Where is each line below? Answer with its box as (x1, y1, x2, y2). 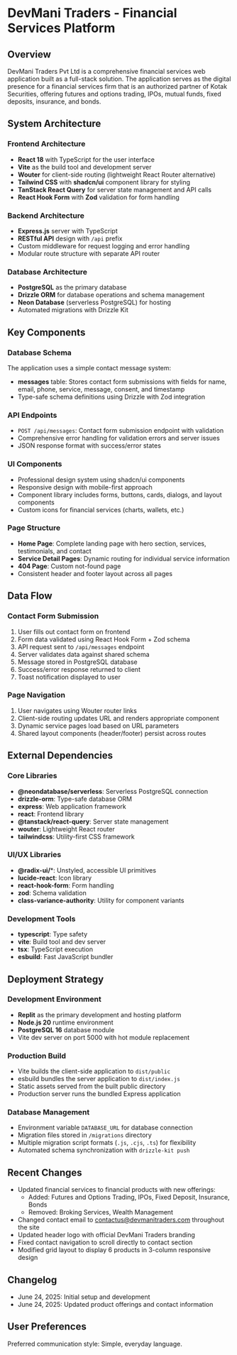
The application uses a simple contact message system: (7, 363, 172, 372)
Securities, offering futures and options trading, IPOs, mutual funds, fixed (7, 90, 221, 98)
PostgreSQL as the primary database (17, 283, 127, 292)
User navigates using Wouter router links (17, 706, 137, 714)
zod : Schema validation (17, 888, 87, 897)
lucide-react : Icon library (17, 873, 92, 882)
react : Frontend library (17, 809, 84, 818)
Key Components (7, 326, 86, 338)
